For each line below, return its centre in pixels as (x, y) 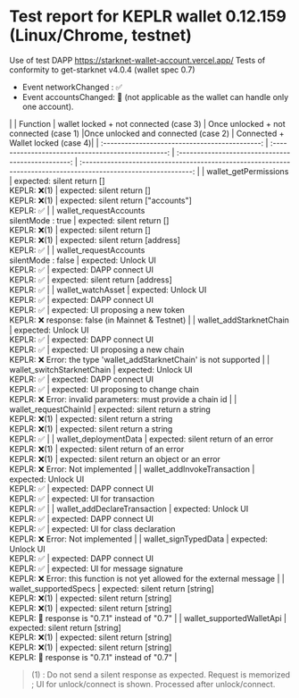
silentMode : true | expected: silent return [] (89, 220)
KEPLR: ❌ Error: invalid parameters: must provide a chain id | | (123, 399)
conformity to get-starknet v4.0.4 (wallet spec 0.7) (102, 70)
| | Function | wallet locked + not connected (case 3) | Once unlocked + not (147, 123)
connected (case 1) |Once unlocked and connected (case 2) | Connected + (147, 133)
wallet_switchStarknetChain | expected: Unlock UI (101, 369)
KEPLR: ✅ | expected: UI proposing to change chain (104, 389)
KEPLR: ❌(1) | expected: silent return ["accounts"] (100, 200)
